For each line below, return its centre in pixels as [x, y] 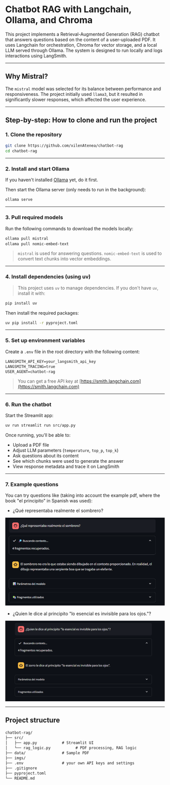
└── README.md [20, 778]
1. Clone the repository [34, 134]
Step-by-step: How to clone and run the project [81, 120]
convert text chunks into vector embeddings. [64, 259]
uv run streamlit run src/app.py [40, 425]
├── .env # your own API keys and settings [70, 763]
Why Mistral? [27, 76]
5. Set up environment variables [45, 340]
